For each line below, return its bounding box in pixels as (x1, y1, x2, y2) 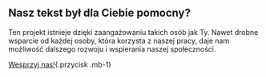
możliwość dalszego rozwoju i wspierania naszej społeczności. (8, 44, 216, 54)
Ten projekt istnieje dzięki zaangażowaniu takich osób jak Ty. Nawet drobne (8, 27, 259, 37)
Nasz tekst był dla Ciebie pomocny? (8, 6, 191, 20)
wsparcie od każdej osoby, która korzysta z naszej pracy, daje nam (8, 36, 230, 45)
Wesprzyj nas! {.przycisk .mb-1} (8, 60, 112, 69)
